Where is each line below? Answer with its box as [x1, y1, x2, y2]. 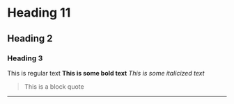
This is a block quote [24, 82, 85, 91]
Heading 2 [7, 33, 54, 44]
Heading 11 [7, 5, 71, 21]
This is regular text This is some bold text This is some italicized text [7, 69, 205, 77]
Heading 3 [7, 53, 43, 63]
